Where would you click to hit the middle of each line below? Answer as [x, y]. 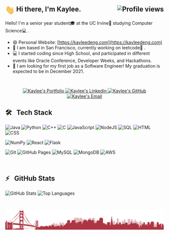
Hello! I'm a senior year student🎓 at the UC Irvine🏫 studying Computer [79, 23]
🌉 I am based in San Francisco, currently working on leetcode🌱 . [79, 47]
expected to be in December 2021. [48, 71]
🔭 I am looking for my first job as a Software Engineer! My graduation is [86, 66]
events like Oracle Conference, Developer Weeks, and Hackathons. [82, 61]
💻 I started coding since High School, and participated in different [81, 53]
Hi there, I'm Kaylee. [49, 9]
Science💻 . [17, 30]
